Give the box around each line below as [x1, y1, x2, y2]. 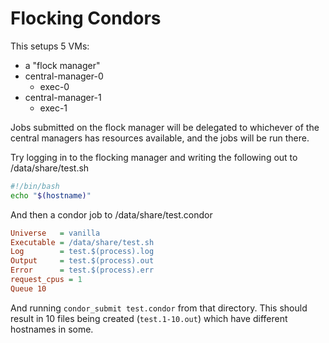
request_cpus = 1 [10, 275, 83, 285]
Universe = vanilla [10, 228, 101, 238]
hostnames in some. [10, 323, 94, 335]
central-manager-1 [24, 91, 102, 103]
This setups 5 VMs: [10, 40, 90, 52]
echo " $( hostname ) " [10, 190, 92, 201]
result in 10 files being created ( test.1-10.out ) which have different [10, 312, 288, 324]
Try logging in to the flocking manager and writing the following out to [10, 151, 298, 163]
